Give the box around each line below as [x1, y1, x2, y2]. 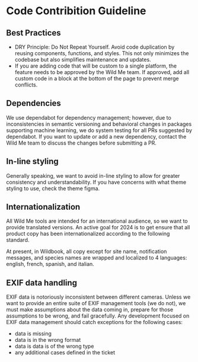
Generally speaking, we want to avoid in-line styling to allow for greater [6, 172, 180, 179]
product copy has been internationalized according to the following [6, 230, 170, 238]
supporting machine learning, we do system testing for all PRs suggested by [6, 126, 193, 134]
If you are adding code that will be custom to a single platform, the [14, 62, 177, 69]
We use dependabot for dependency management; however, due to [6, 114, 172, 121]
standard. [6, 236, 30, 244]
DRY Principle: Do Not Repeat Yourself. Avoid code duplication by [14, 43, 175, 50]
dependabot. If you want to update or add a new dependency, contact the [6, 133, 187, 140]
